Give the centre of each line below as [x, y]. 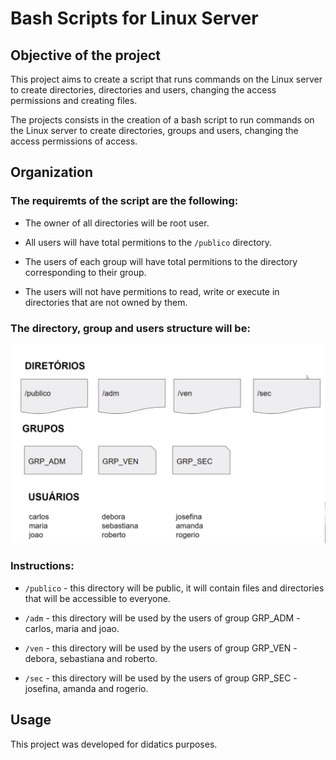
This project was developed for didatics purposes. [114, 744]
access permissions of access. [74, 141]
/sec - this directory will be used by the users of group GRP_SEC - [161, 678]
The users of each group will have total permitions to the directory [161, 261]
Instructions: [42, 566]
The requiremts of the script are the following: [124, 201]
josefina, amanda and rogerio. [86, 688]
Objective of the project [85, 55]
